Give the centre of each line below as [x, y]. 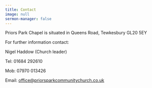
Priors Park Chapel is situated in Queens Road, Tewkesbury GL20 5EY [76, 33]
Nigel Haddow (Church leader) [36, 52]
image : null [17, 14]
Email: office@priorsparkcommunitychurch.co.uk [55, 80]
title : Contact [21, 10]
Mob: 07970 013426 [26, 71]
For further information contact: [37, 42]
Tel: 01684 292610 [24, 61]
